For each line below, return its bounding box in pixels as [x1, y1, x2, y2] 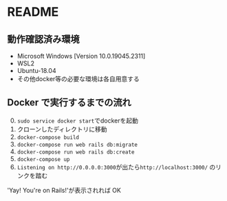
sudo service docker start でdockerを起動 [17, 116, 139, 125]
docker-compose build [17, 134, 79, 141]
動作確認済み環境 [7, 33, 80, 45]
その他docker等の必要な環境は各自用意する [17, 75, 140, 83]
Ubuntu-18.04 [17, 67, 56, 74]
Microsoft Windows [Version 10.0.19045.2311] [17, 52, 146, 60]
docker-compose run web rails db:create [17, 149, 135, 156]
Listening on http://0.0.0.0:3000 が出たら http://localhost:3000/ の [17, 162, 216, 171]
